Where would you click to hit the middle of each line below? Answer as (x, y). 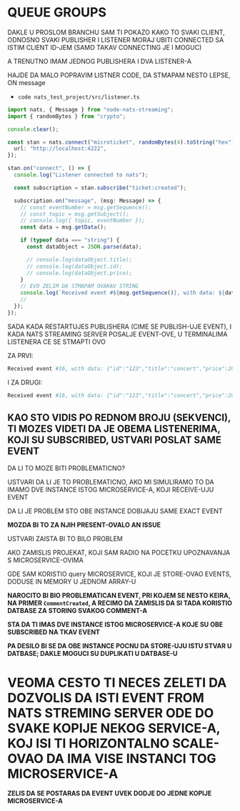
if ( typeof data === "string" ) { (70, 240)
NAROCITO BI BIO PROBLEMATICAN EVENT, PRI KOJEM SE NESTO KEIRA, (119, 596)
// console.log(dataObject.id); (74, 266)
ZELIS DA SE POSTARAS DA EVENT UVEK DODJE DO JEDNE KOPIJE (110, 793)
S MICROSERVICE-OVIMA (45, 560)
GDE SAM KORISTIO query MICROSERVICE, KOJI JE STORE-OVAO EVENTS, (120, 574)
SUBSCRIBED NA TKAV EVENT (54, 632)
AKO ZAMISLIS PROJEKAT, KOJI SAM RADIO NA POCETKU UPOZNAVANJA (119, 553)
